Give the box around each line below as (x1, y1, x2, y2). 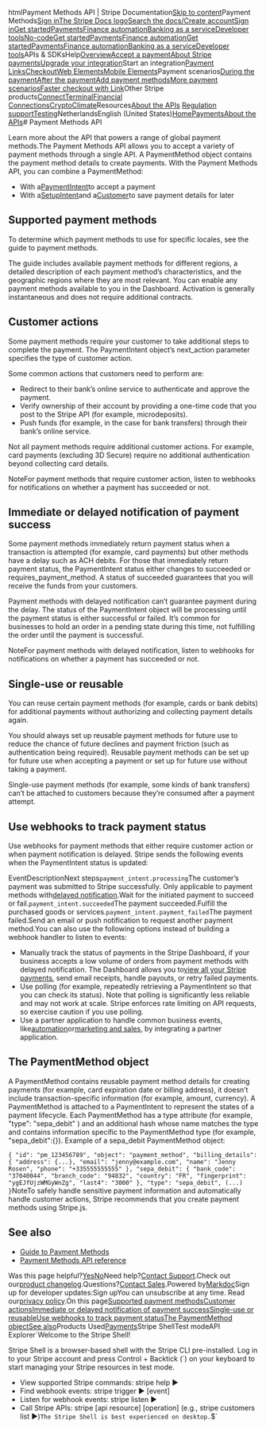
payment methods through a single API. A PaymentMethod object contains (8, 150, 253, 159)
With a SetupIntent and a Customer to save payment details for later (19, 191, 234, 200)
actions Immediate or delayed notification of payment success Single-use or (8, 1304, 254, 1314)
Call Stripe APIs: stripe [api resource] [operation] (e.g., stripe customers (19, 1403, 256, 1412)
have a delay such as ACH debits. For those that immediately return (8, 556, 229, 565)
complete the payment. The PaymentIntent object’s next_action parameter (8, 344, 250, 354)
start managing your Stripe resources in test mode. (8, 1362, 175, 1372)
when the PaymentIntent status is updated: (8, 858, 148, 868)
